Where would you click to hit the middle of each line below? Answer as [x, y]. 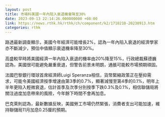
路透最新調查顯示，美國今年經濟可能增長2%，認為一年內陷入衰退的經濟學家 [82, 42]
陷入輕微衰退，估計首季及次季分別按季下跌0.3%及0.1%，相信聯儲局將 [88, 87]
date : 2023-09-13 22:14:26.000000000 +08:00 [51, 19]
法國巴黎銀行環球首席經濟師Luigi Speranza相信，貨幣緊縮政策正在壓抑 [76, 75]
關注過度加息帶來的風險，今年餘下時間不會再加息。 [57, 94]
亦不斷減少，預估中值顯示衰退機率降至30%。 [51, 48]
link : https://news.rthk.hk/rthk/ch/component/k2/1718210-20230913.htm [80, 23]
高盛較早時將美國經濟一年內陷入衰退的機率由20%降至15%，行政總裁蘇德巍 [81, 58]
